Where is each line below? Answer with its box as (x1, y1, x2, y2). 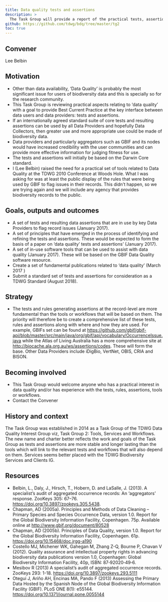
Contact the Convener (12, 397, 58, 403)
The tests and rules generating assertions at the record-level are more (12, 306, 157, 312)
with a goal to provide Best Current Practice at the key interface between (12, 107, 163, 113)
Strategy (5, 292, 33, 301)
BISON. (12, 354, 27, 360)
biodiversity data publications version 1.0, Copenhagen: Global (12, 554, 141, 560)
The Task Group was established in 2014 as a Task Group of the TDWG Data (5, 425, 162, 431)
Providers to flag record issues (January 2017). (12, 225, 109, 231)
